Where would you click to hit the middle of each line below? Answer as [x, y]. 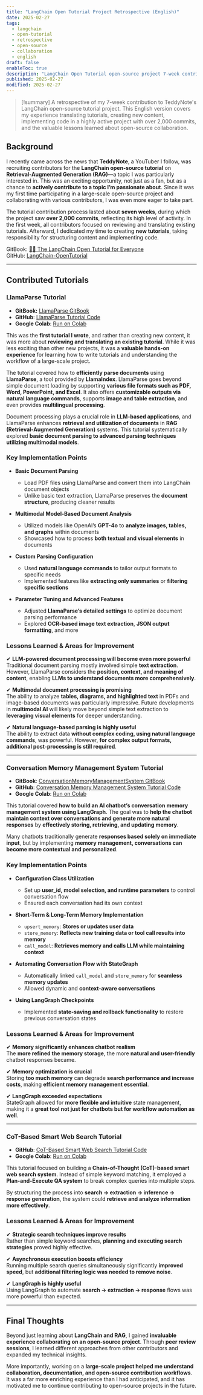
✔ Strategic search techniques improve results [66, 1234]
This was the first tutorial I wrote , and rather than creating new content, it [98, 335]
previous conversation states [60, 1018]
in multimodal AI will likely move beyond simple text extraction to [87, 709]
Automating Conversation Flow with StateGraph [76, 964]
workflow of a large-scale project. [48, 361]
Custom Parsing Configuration [54, 556]
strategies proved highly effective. [49, 1247]
